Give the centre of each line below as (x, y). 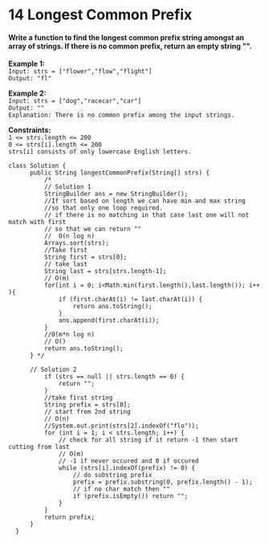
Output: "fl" (30, 79)
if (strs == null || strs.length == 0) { (114, 377)
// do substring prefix (112, 476)
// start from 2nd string (87, 412)
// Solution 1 (67, 187)
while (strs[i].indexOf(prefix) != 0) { (127, 468)
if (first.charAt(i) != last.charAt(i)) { (131, 300)
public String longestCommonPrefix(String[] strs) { (120, 173)
